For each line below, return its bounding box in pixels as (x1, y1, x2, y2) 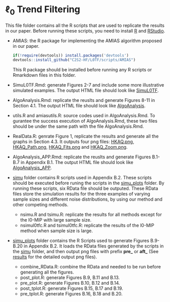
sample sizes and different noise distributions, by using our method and (12, 196, 163, 202)
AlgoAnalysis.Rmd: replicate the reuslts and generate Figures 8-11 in (12, 97, 155, 103)
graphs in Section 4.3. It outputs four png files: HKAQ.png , (12, 139, 134, 145)
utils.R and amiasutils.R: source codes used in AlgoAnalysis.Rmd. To (12, 113, 155, 119)
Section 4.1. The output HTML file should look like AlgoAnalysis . (12, 103, 146, 109)
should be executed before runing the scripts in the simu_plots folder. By (12, 180, 165, 186)
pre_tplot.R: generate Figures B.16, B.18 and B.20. (20, 291, 123, 297)
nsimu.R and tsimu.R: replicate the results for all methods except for (20, 211, 162, 217)
